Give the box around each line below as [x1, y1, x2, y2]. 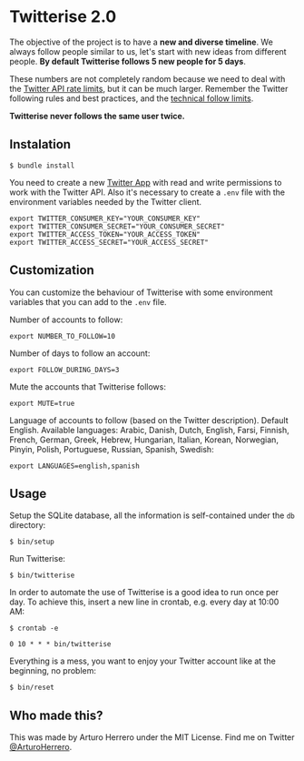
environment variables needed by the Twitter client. [9, 196, 202, 207]
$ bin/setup [9, 537, 54, 547]
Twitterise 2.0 [9, 6, 117, 27]
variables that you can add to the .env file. [9, 296, 167, 307]
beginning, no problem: [9, 665, 97, 676]
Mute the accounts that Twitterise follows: [9, 380, 166, 392]
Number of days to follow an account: [9, 348, 151, 359]
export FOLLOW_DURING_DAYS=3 [9, 365, 120, 374]
